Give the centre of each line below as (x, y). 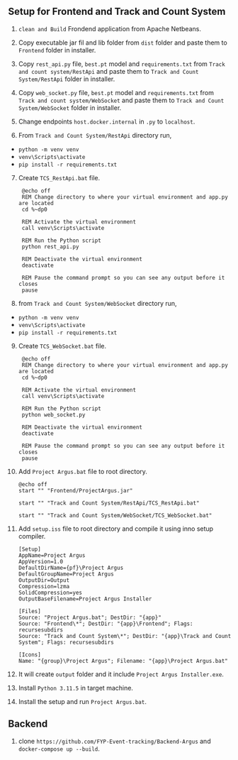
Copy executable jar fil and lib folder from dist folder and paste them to (123, 43)
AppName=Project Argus (52, 555)
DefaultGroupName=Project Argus (66, 574)
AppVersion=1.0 (41, 561)
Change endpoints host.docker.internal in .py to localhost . (107, 121)
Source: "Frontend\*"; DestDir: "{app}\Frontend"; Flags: (106, 624)
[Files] (29, 611)
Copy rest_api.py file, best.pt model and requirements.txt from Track (121, 64)
